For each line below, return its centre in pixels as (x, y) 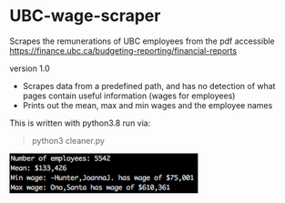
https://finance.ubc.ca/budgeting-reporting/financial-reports (123, 50)
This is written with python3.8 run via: (80, 123)
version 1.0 (30, 68)
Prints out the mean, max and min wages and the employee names (148, 105)
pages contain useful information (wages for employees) (129, 96)
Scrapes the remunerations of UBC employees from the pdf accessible (142, 41)
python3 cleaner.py (68, 140)
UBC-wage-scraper (85, 16)
